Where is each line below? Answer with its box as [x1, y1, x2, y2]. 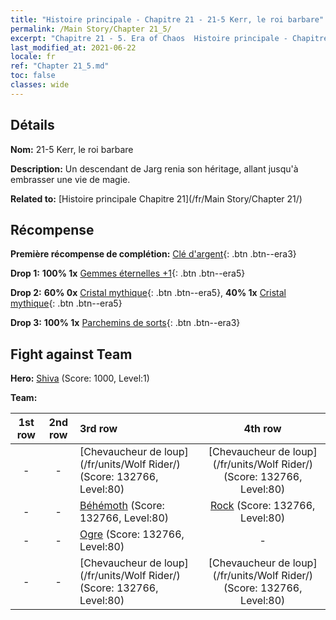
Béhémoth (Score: [79, 499, 165, 513]
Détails [10, 117, 55, 134]
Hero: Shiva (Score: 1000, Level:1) [10, 372, 150, 385]
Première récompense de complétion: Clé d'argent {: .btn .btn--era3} [10, 248, 297, 260]
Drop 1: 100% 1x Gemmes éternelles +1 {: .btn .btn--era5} [10, 267, 246, 280]
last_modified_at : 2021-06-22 [10, 42, 137, 53]
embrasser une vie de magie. [10, 173, 131, 185]
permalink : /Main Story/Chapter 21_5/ [10, 24, 172, 34]
